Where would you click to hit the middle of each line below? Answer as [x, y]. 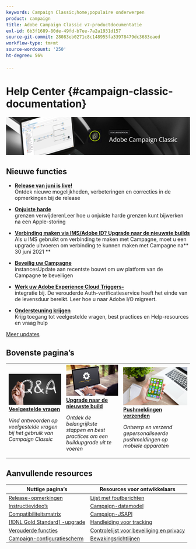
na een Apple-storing [40, 222]
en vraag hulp [31, 323]
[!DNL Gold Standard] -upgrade [47, 522]
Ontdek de [79, 417]
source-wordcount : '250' [36, 50]
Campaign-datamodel [117, 506]
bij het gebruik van [31, 433]
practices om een [87, 436]
